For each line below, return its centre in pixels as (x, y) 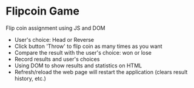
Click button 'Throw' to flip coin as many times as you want (88, 46)
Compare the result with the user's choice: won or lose (83, 52)
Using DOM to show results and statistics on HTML (78, 66)
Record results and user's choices (57, 59)
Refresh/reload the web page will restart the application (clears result (101, 72)
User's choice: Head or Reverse (54, 39)
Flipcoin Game (43, 11)
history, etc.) (30, 78)
